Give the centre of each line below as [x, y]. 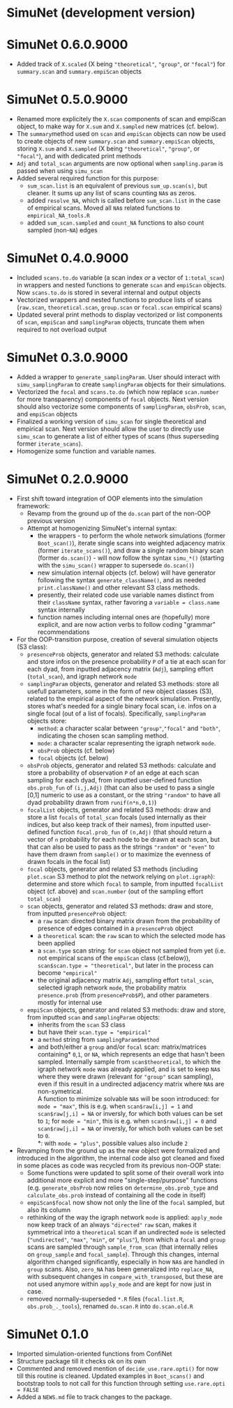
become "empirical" [67, 972]
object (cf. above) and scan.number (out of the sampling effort [115, 891]
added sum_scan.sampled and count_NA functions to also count [115, 223]
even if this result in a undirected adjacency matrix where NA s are [131, 1084]
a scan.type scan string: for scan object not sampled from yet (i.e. [131, 951]
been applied [57, 943]
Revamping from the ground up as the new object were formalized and [118, 1150]
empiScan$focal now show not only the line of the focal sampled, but [126, 1202]
